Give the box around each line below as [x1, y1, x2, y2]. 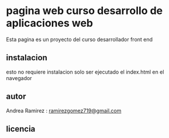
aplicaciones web [6, 16, 94, 30]
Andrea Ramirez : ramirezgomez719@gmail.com [6, 107, 122, 114]
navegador [6, 74, 32, 81]
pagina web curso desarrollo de [6, 4, 163, 18]
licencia [6, 124, 36, 134]
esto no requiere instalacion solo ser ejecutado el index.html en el [6, 68, 164, 75]
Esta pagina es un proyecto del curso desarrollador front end [6, 36, 153, 43]
